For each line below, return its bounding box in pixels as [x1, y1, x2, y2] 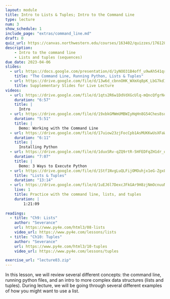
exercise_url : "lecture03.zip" [5, 258, 71, 263]
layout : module [5, 7, 37, 13]
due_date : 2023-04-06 [5, 59, 51, 65]
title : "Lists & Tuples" [14, 173, 67, 178]
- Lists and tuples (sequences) [14, 54, 82, 60]
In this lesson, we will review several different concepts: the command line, [5, 272, 161, 278]
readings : [5, 211, 26, 216]
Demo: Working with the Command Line [18, 126, 99, 131]
